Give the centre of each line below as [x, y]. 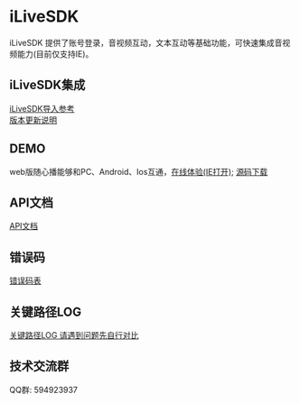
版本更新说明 [33, 120]
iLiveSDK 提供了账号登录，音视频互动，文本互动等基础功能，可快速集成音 [146, 42]
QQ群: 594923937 [44, 389]
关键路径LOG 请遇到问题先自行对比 [74, 335]
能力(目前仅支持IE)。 [55, 54]
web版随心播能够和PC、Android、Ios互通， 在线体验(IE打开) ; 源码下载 [139, 171]
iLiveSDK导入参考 [42, 108]
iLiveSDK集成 [47, 85]
